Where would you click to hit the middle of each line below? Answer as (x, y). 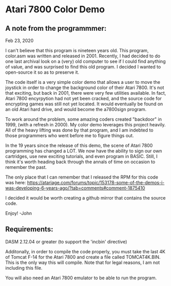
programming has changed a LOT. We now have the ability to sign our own (84, 151)
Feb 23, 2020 (19, 40)
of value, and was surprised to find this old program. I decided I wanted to (83, 67)
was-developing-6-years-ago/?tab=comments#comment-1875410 (75, 188)
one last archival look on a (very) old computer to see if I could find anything (86, 61)
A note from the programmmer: (56, 28)
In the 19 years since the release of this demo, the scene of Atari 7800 (79, 145)
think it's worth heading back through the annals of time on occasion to (80, 162)
